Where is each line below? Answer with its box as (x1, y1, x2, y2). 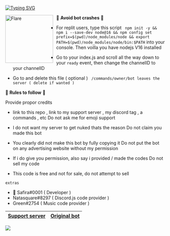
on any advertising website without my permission (12, 146, 119, 151)
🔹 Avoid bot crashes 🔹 (56, 15, 104, 20)
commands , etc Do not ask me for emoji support (12, 115, 116, 121)
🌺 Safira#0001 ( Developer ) (12, 190, 71, 195)
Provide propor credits (5, 100, 52, 105)
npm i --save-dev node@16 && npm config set (56, 30, 152, 35)
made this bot (12, 130, 42, 136)
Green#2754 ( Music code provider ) (12, 200, 90, 206)
